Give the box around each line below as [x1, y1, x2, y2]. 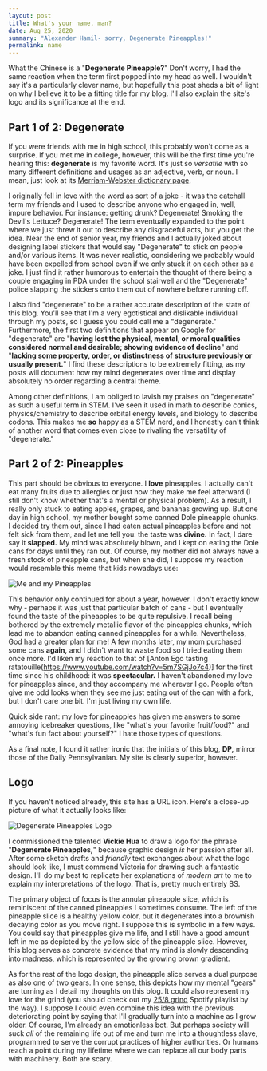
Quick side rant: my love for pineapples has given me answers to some [8, 712, 241, 721]
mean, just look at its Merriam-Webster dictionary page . [8, 175, 191, 184]
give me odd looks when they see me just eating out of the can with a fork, [8, 688, 253, 697]
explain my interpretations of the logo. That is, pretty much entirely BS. [8, 879, 241, 888]
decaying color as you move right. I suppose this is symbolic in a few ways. [8, 919, 256, 929]
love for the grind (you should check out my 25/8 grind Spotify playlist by [8, 994, 249, 1004]
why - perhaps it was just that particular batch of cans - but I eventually [8, 602, 244, 612]
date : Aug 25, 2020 [8, 26, 73, 34]
